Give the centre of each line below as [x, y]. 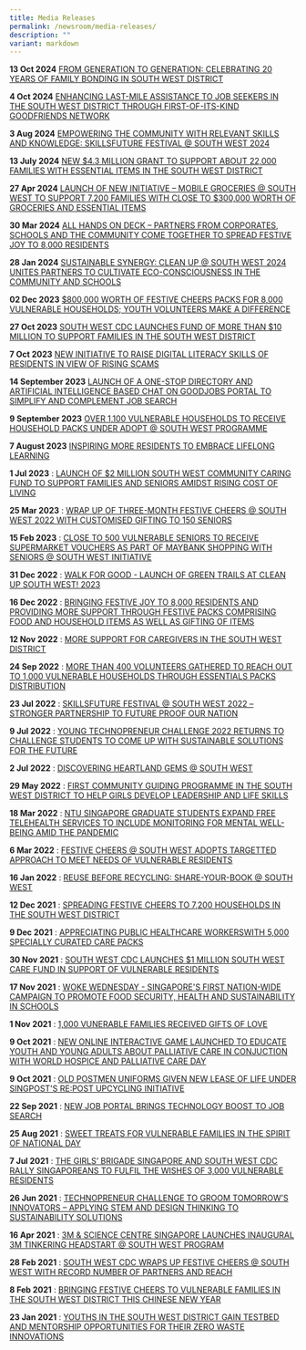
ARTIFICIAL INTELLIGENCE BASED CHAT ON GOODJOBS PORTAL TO [140, 391]
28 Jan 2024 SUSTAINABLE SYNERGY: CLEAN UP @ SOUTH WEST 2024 [148, 263]
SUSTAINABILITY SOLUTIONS [66, 1218]
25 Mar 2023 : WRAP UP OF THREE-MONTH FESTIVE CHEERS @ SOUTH [148, 511]
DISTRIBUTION [38, 686]
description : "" [40, 35]
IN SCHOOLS [34, 1007]
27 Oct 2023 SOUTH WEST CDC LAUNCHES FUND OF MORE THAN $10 [146, 327]
